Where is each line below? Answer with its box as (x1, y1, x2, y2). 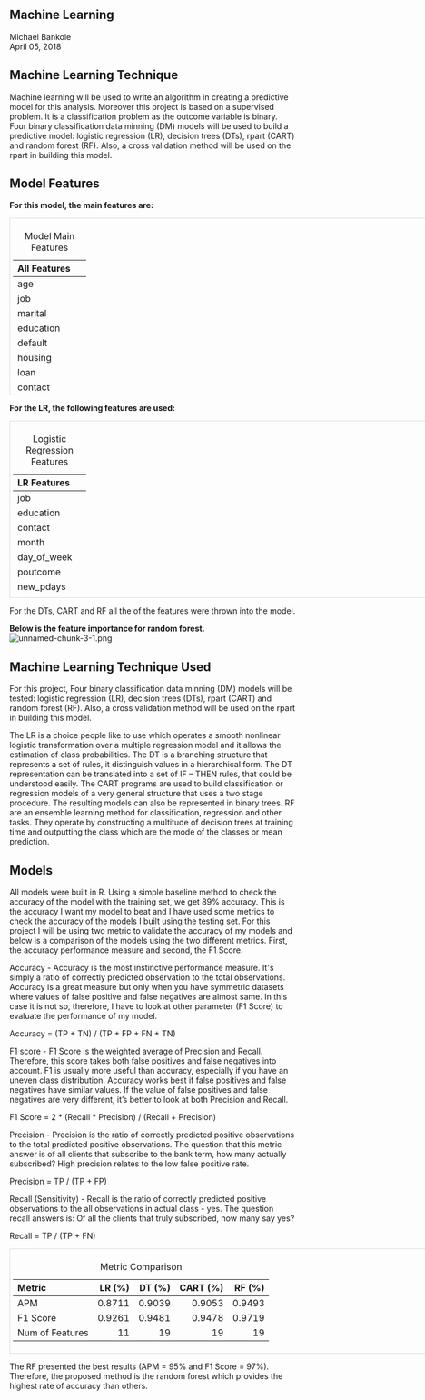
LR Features (17, 476, 71, 489)
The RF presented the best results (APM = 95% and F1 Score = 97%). (9, 1361, 270, 1372)
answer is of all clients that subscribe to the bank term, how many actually (9, 1149, 287, 1160)
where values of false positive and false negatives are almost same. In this (9, 991, 288, 1003)
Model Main (24, 230, 75, 243)
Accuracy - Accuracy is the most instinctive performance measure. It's (9, 963, 274, 974)
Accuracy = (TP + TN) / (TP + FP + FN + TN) (9, 1028, 176, 1039)
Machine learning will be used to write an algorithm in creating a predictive (9, 91, 289, 103)
